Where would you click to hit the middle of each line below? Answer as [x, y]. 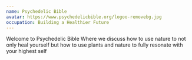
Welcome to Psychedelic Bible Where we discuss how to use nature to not [96, 39]
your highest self [27, 51]
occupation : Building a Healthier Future [58, 22]
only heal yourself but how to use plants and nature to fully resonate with [95, 45]
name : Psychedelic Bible [37, 11]
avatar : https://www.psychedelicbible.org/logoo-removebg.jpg [84, 17]
